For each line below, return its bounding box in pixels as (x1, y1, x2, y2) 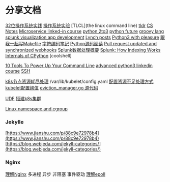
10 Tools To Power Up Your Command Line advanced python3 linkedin (5, 62, 153, 69)
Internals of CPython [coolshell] (5, 52, 72, 58)
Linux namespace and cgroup (5, 105, 68, 112)
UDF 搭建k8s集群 (5, 95, 42, 102)
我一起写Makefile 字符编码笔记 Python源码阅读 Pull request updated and (5, 40, 157, 46)
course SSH (5, 68, 31, 74)
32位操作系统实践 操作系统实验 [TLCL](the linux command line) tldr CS (5, 22, 153, 28)
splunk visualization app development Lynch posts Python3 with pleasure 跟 (5, 34, 165, 40)
